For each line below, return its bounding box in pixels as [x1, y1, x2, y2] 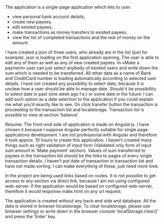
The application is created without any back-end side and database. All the [5, 198, 156, 203]
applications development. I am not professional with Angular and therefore [5, 132, 157, 138]
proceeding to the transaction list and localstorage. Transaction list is [5, 107, 144, 112]
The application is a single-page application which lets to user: [5, 4, 132, 10]
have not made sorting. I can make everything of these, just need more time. [5, 163, 159, 169]
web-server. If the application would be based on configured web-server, [5, 183, 153, 189]
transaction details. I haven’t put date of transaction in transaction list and [5, 158, 153, 164]
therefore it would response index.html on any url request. [5, 189, 122, 194]
